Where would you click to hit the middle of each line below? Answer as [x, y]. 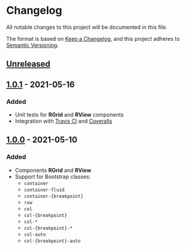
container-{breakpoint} [54, 196]
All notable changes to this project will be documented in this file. [87, 27]
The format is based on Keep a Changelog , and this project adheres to [93, 38]
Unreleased [28, 64]
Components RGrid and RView [53, 170]
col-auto [35, 234]
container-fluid [44, 190]
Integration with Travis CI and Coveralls [64, 121]
